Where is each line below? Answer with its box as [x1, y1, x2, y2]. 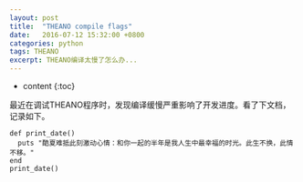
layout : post [9, 13, 59, 23]
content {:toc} [22, 81, 76, 91]
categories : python [9, 38, 84, 48]
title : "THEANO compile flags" [9, 22, 132, 31]
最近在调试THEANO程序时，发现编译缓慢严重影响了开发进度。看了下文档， [9, 99, 291, 110]
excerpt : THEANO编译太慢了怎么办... [9, 56, 139, 65]
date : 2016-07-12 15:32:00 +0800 [9, 30, 145, 39]
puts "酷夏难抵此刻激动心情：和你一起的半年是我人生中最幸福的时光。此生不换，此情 [17, 138, 294, 147]
